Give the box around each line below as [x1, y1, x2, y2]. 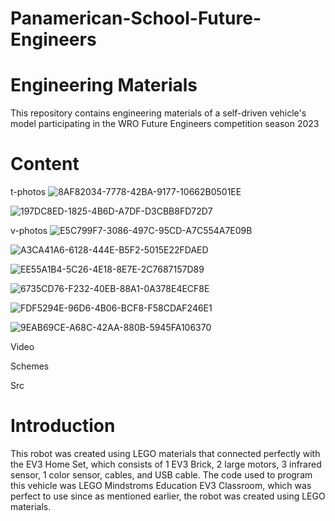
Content [10, 153, 80, 176]
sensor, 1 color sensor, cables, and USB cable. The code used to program [10, 469, 313, 481]
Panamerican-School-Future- [10, 7, 262, 30]
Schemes [10, 360, 50, 372]
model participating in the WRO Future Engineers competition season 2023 [10, 118, 320, 130]
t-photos [10, 186, 47, 198]
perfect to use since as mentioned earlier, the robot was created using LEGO [10, 490, 326, 502]
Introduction [10, 415, 116, 437]
